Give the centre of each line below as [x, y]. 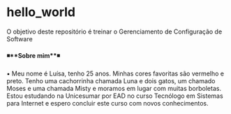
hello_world [41, 12]
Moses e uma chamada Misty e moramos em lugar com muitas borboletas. [114, 89]
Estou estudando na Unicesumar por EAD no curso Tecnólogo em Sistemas [115, 96]
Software [20, 38]
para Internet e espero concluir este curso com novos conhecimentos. [107, 104]
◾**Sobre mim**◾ [33, 55]
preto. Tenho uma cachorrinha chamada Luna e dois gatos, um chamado [111, 81]
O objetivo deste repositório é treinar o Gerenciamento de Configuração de [114, 31]
